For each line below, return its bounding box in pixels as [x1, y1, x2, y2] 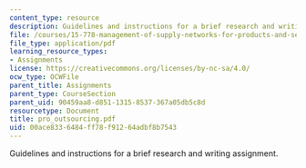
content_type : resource [9, 13, 100, 23]
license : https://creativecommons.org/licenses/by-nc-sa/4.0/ [9, 64, 250, 74]
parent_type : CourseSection [9, 89, 117, 98]
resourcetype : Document [9, 106, 100, 115]
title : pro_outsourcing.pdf [9, 114, 117, 124]
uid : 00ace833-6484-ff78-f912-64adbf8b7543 [9, 124, 178, 133]
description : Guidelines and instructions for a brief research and [9, 22, 275, 31]
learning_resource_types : [9, 47, 107, 56]
